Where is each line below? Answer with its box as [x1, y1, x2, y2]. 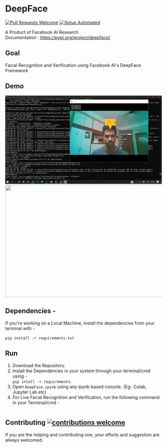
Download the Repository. [12, 362, 66, 368]
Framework [5, 67, 28, 73]
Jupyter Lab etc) [12, 389, 47, 395]
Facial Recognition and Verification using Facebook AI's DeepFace [5, 62, 141, 68]
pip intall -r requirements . [12, 378, 72, 384]
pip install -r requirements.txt [5, 335, 75, 341]
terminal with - [5, 325, 35, 331]
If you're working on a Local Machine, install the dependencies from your [5, 320, 155, 326]
